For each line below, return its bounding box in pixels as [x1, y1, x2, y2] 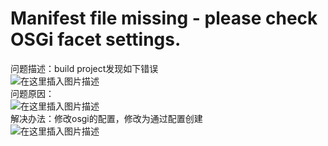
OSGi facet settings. [10, 28, 182, 51]
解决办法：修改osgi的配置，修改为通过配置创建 [10, 112, 203, 124]
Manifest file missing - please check [10, 7, 318, 30]
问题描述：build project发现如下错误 [10, 62, 159, 74]
